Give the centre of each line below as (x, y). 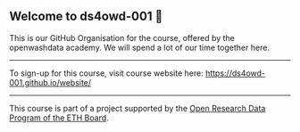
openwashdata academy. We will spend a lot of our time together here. (140, 47)
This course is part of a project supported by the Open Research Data (137, 108)
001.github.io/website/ (50, 82)
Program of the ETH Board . (59, 118)
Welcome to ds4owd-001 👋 (86, 16)
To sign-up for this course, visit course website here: (106, 73)
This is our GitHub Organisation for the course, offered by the (122, 37)
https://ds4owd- (235, 73)
